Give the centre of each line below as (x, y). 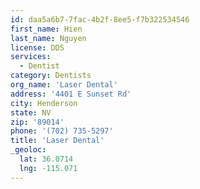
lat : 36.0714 (46, 159)
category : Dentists (51, 76)
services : (31, 57)
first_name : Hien (46, 29)
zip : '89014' (37, 122)
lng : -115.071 (48, 168)
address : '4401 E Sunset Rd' (71, 94)
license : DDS (37, 47)
